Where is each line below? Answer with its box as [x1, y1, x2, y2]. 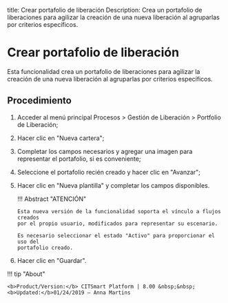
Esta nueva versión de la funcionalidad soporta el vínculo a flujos [17, 208, 222, 215]
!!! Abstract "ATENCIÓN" [17, 195, 87, 203]
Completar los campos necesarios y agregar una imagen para [17, 147, 193, 155]
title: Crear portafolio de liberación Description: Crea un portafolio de [7, 6, 203, 14]
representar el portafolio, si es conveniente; [17, 155, 141, 163]
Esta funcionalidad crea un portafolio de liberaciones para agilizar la [7, 67, 200, 75]
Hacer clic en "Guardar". [17, 256, 87, 264]
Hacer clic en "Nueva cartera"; [17, 134, 105, 142]
